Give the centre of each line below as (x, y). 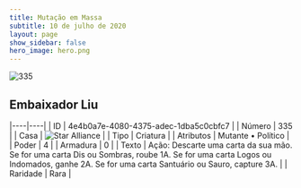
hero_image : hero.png (50, 51)
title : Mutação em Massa (56, 17)
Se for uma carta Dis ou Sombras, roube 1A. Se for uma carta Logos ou (141, 154)
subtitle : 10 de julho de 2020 (68, 26)
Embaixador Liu (54, 104)
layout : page (34, 34)
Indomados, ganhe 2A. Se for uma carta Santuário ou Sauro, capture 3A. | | (148, 164)
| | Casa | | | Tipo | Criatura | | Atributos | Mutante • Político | (150, 135)
